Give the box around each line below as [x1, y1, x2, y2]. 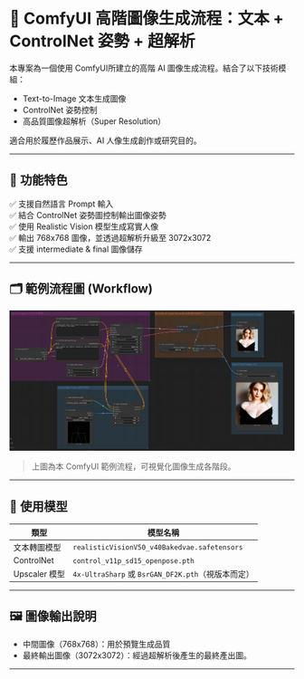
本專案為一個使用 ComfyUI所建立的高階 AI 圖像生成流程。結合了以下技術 [9, 62, 279, 73]
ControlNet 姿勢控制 [22, 104, 98, 115]
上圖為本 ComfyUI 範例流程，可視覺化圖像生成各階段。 [31, 461, 236, 472]
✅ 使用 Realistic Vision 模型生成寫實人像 [9, 221, 159, 232]
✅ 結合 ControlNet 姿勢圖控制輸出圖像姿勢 [9, 209, 167, 220]
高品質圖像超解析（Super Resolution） [22, 115, 166, 127]
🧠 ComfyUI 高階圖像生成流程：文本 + [9, 8, 285, 29]
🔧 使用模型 [9, 499, 68, 514]
